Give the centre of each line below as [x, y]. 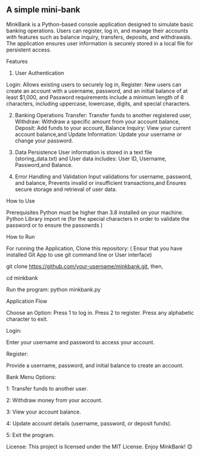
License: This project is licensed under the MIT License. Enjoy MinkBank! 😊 [99, 446]
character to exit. [27, 319]
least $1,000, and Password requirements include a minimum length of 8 [95, 97]
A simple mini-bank [43, 10]
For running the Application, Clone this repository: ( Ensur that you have [94, 248]
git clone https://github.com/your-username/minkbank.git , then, [84, 266]
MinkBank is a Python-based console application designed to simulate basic [100, 24]
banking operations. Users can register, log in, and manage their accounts [97, 31]
